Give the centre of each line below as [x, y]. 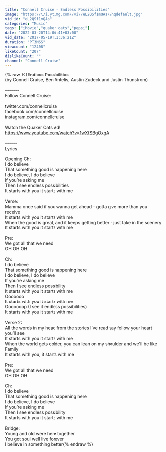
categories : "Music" [27, 24]
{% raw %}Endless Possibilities [37, 75]
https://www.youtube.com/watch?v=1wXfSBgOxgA [57, 133]
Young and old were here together [40, 434]
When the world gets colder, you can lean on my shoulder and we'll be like [81, 344]
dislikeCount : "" [23, 56]
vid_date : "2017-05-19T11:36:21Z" [41, 38]
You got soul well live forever [35, 439]
